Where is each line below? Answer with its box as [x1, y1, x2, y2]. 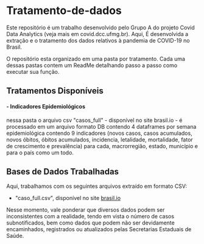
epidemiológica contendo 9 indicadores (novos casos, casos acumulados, [6, 129, 193, 137]
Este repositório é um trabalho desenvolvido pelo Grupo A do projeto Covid [6, 24, 195, 31]
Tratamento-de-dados [6, 4, 122, 18]
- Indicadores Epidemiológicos [6, 102, 86, 110]
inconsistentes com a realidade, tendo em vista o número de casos [6, 213, 175, 220]
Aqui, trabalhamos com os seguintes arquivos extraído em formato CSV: [6, 182, 188, 190]
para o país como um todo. [6, 149, 74, 156]
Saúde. [6, 232, 24, 240]
